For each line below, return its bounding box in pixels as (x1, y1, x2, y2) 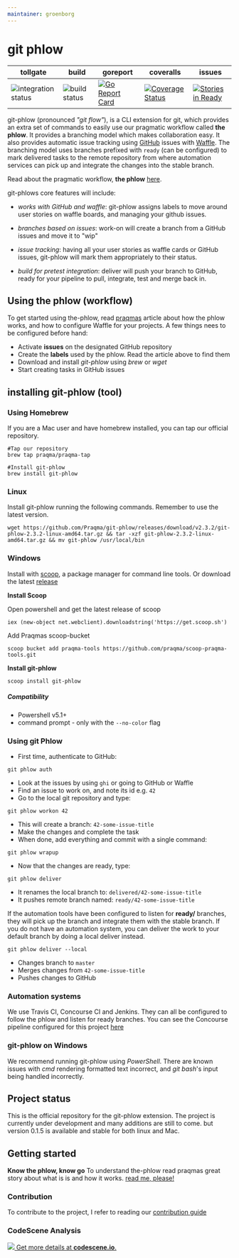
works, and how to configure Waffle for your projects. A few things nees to (7, 321, 226, 330)
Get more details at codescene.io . (16, 1243, 117, 1252)
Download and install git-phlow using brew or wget (17, 358, 167, 366)
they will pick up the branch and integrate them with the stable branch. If (7, 917, 221, 925)
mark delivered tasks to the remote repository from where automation (7, 153, 211, 161)
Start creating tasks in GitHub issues (17, 366, 125, 374)
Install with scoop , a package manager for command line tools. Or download (7, 569, 231, 578)
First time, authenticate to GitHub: (17, 752, 117, 760)
